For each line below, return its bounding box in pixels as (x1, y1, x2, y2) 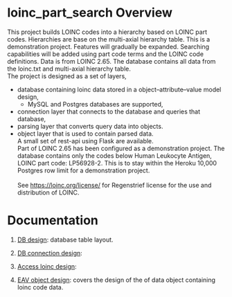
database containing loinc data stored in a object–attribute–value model (17, 85, 222, 93)
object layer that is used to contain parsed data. (17, 129, 154, 138)
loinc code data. (17, 282, 64, 291)
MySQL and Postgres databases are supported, (27, 100, 163, 108)
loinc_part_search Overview (7, 5, 173, 21)
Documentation (7, 213, 99, 228)
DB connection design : (17, 249, 83, 257)
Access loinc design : (17, 262, 78, 271)
